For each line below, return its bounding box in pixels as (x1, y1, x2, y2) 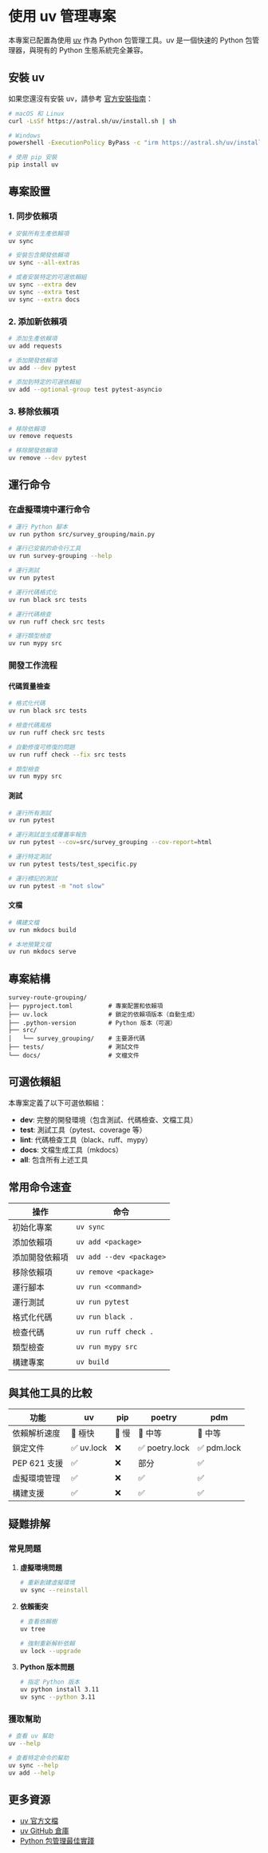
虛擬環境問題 (19, 1563, 62, 1572)
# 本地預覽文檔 (8, 940, 52, 948)
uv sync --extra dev (8, 281, 77, 289)
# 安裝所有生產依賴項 (8, 229, 69, 237)
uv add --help (8, 1768, 56, 1777)
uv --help (8, 1739, 41, 1747)
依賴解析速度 (12, 1428, 61, 1439)
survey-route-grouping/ (8, 994, 88, 1002)
